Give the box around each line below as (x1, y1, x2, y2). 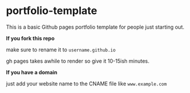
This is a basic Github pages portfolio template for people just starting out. (6, 23, 185, 30)
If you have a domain (6, 68, 58, 75)
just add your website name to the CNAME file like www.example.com (6, 80, 167, 87)
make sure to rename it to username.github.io (6, 46, 116, 53)
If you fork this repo (6, 35, 55, 42)
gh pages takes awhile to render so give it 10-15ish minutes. (6, 57, 150, 64)
